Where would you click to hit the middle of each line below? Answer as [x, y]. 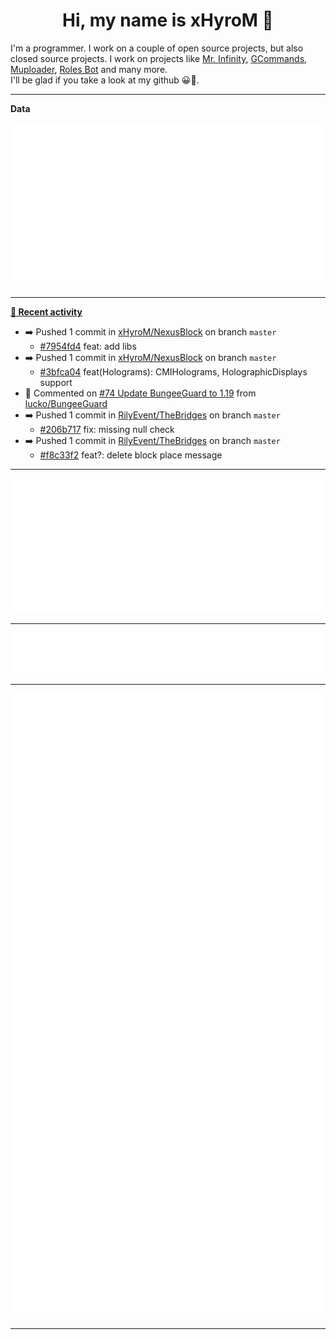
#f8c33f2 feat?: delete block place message [131, 455]
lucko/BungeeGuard [66, 404]
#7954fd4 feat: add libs [88, 346]
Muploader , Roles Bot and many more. [89, 69]
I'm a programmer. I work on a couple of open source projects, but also [157, 48]
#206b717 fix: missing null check [107, 430]
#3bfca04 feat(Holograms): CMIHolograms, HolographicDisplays [173, 372]
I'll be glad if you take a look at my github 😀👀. [105, 80]
